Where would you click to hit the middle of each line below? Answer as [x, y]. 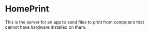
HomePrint [27, 9]
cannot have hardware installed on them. [46, 27]
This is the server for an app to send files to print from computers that [74, 22]
